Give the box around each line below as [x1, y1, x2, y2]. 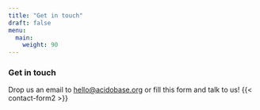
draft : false [8, 19, 52, 27]
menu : [8, 26, 26, 34]
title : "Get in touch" [8, 11, 83, 20]
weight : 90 [22, 41, 59, 49]
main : [15, 33, 34, 42]
